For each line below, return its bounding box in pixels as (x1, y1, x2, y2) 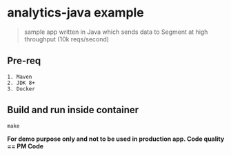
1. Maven (7, 73, 32, 80)
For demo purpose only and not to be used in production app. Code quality (7, 135, 225, 143)
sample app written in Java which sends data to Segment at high (23, 28, 208, 36)
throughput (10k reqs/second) (23, 35, 109, 43)
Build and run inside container (7, 104, 139, 116)
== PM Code (7, 142, 43, 150)
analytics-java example (7, 5, 145, 21)
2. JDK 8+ (7, 79, 36, 86)
